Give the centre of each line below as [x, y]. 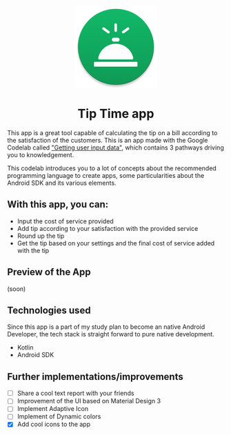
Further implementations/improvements [96, 377]
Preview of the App [49, 272]
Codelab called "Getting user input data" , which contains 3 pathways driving [115, 148]
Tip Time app [116, 114]
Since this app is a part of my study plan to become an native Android [106, 327]
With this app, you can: [58, 204]
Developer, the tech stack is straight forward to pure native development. [111, 334]
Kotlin [25, 347]
